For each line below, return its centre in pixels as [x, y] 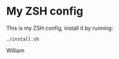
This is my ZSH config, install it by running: [60, 28]
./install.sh [23, 39]
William [15, 50]
